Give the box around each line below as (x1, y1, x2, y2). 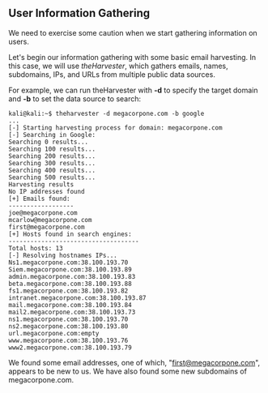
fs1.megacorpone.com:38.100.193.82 (8, 287, 129, 295)
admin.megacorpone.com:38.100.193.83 (8, 272, 136, 280)
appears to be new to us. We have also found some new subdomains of (8, 366, 247, 376)
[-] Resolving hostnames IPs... (8, 251, 117, 259)
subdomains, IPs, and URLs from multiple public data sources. (8, 69, 216, 79)
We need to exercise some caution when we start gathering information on (8, 28, 257, 37)
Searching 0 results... (8, 138, 89, 146)
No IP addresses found (8, 187, 85, 195)
